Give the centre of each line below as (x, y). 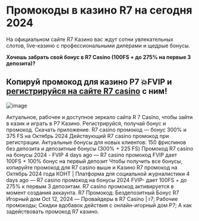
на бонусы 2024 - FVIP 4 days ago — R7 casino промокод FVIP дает (91, 155)
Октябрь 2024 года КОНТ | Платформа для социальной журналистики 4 (98, 174)
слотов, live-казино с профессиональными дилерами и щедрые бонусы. (98, 46)
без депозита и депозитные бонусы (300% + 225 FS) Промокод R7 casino (100, 148)
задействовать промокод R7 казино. (53, 212)
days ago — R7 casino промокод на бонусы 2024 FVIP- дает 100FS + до (97, 180)
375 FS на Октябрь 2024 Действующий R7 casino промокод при (88, 136)
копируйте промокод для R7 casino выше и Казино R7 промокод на (92, 167)
